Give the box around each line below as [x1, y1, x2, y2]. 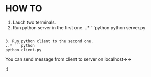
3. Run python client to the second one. [5, 38, 94, 44]
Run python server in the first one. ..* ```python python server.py [12, 24, 146, 30]
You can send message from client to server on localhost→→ [5, 56, 132, 62]
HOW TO [5, 3, 42, 14]
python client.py [5, 47, 42, 52]
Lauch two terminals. [12, 19, 56, 25]
